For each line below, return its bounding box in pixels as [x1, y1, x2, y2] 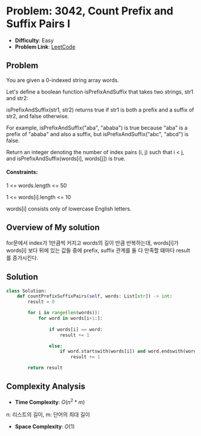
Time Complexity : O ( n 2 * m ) [14, 397, 86, 405]
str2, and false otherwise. [6, 112, 69, 119]
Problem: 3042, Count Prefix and [6, 4, 173, 18]
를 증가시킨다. [6, 254, 39, 261]
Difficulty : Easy [14, 37, 54, 44]
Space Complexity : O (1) [14, 423, 75, 430]
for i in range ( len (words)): [28, 310, 100, 316]
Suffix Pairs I [6, 17, 71, 31]
